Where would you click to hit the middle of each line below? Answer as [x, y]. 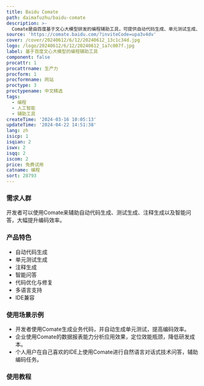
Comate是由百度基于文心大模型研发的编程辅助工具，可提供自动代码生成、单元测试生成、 [106, 29]
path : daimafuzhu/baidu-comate [46, 18]
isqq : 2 [16, 153]
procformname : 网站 [30, 80]
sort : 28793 [21, 176]
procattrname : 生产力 [32, 68]
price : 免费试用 [25, 165]
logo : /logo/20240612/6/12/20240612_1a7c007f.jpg [71, 46]
